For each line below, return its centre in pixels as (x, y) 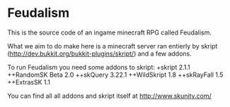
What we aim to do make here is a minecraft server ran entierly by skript (113, 46)
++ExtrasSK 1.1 (29, 82)
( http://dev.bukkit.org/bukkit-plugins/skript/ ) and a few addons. (100, 53)
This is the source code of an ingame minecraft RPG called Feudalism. (110, 32)
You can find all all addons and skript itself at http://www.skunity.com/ (110, 96)
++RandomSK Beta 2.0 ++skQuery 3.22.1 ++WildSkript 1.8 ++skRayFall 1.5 (115, 75)
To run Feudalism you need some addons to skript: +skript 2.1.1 (99, 67)
